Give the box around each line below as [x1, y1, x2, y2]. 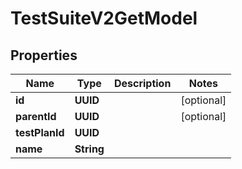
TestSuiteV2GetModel [10, 7, 198, 30]
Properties [10, 47, 78, 64]
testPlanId [15, 126, 65, 139]
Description [113, 77, 172, 90]
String [74, 142, 105, 156]
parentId [15, 110, 57, 123]
